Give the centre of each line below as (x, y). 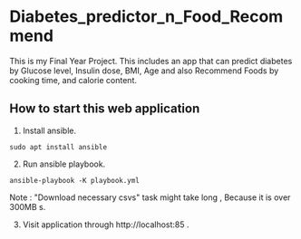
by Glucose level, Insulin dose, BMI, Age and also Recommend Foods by (144, 71)
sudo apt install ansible (58, 147)
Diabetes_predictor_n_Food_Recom (146, 17)
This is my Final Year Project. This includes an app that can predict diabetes (151, 61)
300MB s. (28, 206)
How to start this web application (105, 109)
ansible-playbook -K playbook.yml (75, 180)
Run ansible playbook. (64, 164)
